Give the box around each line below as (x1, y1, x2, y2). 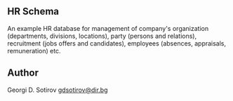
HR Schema (7, 6, 60, 18)
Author (7, 67, 39, 79)
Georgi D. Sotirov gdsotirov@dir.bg (7, 86, 108, 94)
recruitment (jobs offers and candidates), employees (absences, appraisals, (7, 39, 227, 48)
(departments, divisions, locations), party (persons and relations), (7, 32, 197, 40)
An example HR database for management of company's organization (7, 24, 209, 32)
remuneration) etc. (7, 46, 61, 55)
